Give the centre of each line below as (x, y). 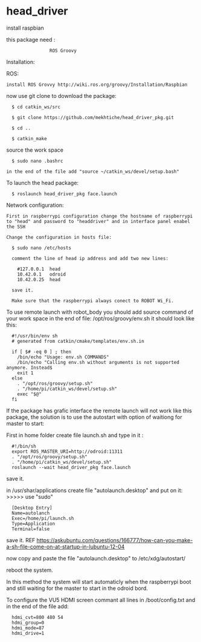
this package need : (31, 39)
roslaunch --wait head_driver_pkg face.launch (71, 467)
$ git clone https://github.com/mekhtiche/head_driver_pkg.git (93, 117)
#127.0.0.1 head (39, 269)
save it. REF (21, 540)
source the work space (35, 150)
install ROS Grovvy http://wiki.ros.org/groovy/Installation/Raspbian (97, 85)
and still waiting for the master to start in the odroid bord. (77, 588)
